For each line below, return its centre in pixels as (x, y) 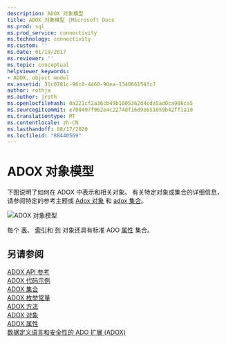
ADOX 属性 (23, 324)
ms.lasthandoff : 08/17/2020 (48, 129)
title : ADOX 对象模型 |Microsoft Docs (61, 20)
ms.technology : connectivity (49, 39)
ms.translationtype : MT (41, 116)
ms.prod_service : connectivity (52, 33)
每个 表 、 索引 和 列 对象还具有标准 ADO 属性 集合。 (81, 230)
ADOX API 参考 (28, 272)
